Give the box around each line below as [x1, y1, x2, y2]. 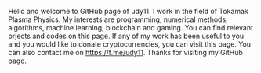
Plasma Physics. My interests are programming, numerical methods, [8, 15, 229, 24]
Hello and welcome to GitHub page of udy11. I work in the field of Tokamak [8, 7, 248, 16]
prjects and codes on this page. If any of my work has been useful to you [8, 31, 245, 40]
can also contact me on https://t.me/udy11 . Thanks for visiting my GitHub [8, 48, 243, 57]
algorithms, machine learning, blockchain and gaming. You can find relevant [8, 23, 253, 32]
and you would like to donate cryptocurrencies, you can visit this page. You [8, 40, 252, 49]
